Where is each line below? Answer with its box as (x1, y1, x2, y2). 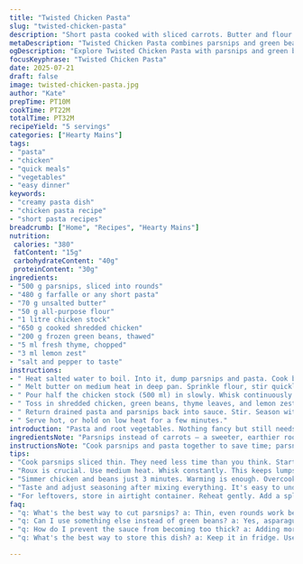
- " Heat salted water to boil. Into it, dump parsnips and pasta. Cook (9, 374, 289, 384)
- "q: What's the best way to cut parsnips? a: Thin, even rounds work (9, 508, 284, 517)
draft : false (9, 72, 59, 81)
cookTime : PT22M (9, 106, 70, 115)
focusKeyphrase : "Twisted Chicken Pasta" (9, 55, 168, 64)
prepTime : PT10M (9, 97, 70, 106)
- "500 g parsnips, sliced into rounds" (9, 282, 164, 291)
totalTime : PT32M (9, 114, 75, 123)
